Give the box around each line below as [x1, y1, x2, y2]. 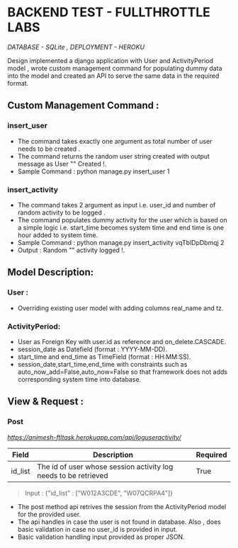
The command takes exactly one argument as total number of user [17, 137, 212, 145]
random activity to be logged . [17, 208, 106, 217]
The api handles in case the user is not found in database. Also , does [17, 518, 221, 526]
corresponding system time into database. [17, 375, 142, 383]
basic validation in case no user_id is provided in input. [17, 525, 178, 533]
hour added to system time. [17, 231, 98, 239]
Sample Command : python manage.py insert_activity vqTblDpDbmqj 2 [17, 238, 225, 246]
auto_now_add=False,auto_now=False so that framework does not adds [17, 367, 228, 376]
